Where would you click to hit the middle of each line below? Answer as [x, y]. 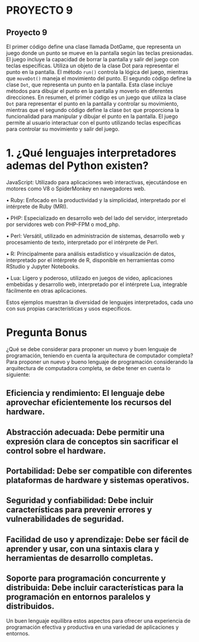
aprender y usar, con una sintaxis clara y [83, 549]
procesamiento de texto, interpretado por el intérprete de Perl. [82, 242]
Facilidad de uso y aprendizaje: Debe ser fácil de [97, 539]
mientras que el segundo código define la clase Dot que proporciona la [93, 110]
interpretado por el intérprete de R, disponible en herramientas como [90, 260]
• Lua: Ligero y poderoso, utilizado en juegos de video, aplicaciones [89, 278]
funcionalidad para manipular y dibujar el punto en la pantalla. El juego [92, 116]
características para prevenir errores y [79, 510]
